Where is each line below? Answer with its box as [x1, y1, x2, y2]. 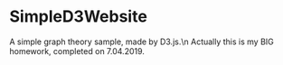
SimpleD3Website [9, 6, 147, 27]
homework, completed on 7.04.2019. [9, 45, 145, 56]
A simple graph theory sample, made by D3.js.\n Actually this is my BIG [9, 36, 274, 47]
